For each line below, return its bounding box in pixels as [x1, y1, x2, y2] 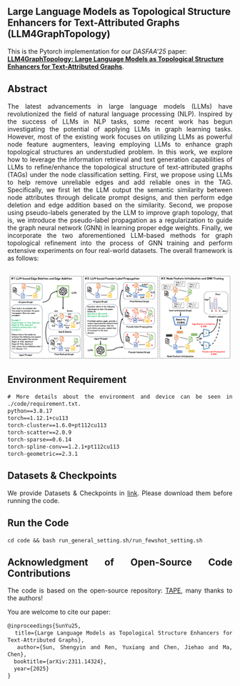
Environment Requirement [7, 373, 127, 385]
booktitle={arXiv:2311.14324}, [14, 658, 107, 665]
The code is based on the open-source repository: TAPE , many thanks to [7, 586, 233, 595]
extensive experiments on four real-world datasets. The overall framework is [7, 246, 233, 254]
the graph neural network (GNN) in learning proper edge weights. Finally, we [7, 223, 233, 232]
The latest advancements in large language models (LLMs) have [7, 101, 233, 110]
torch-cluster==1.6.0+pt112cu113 [7, 422, 107, 429]
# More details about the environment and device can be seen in [7, 393, 233, 400]
